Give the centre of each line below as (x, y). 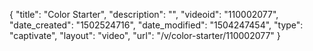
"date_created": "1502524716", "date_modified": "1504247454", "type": (156, 25)
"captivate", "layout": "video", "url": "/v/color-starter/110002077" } (145, 35)
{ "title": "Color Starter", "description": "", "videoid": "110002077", (144, 14)
